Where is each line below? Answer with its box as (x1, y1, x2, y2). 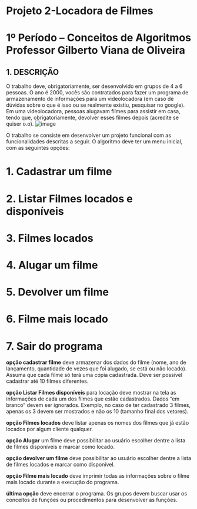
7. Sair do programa (6, 339, 103, 353)
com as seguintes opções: (6, 145, 70, 152)
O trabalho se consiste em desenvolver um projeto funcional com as (6, 132, 172, 139)
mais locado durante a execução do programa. (6, 479, 119, 486)
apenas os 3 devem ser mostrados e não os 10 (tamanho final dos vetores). (6, 408, 189, 415)
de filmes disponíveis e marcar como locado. (6, 444, 115, 451)
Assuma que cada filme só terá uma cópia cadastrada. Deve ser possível (6, 372, 182, 379)
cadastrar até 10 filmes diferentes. (6, 377, 89, 385)
